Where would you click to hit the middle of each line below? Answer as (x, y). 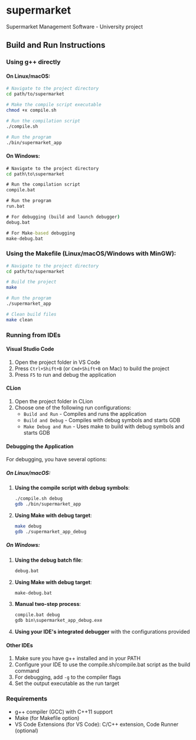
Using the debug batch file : (48, 560)
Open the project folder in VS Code (57, 362)
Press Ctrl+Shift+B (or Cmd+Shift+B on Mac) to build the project (92, 368)
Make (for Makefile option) (47, 718)
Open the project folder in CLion (54, 402)
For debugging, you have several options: (57, 459)
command (27, 671)
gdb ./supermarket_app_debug (50, 532)
